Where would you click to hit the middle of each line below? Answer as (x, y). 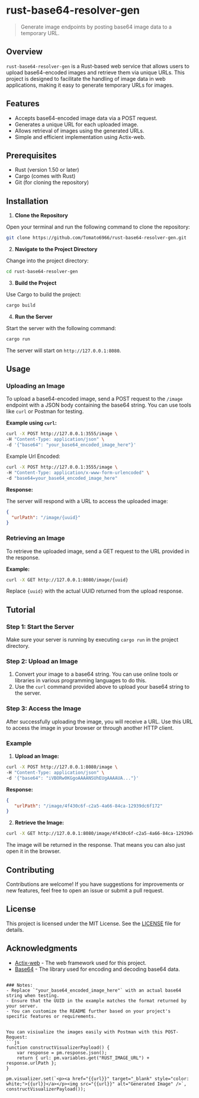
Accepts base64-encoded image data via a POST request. (86, 118)
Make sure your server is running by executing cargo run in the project (92, 640)
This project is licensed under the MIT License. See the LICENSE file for (94, 923)
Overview (25, 52)
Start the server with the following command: (61, 328)
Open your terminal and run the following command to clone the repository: (98, 227)
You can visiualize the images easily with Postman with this (84, 1032)
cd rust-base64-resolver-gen (42, 272)
